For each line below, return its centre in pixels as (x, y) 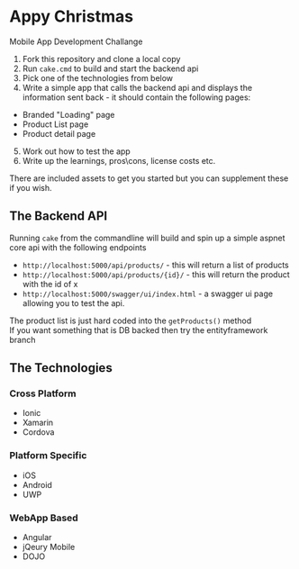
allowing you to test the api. (73, 303)
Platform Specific (48, 456)
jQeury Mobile (49, 547)
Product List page (55, 124)
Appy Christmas (71, 17)
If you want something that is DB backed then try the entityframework (139, 330)
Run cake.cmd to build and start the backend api (110, 68)
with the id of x (50, 284)
